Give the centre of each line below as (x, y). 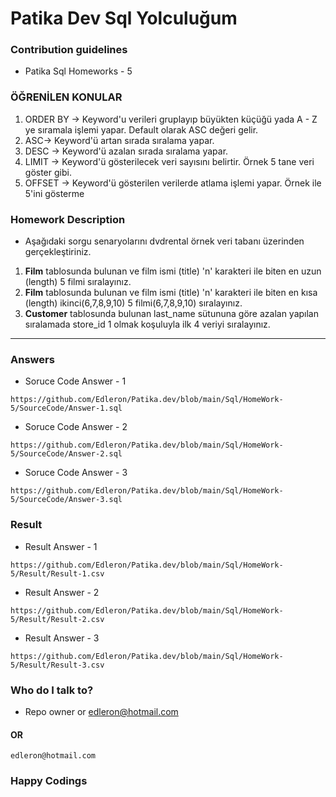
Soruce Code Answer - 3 (76, 473)
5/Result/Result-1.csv (57, 573)
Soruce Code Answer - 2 (76, 427)
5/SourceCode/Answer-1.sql (66, 408)
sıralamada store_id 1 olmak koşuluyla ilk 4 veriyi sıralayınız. (147, 324)
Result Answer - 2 (62, 592)
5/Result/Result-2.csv (57, 619)
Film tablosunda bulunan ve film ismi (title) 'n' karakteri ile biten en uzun (173, 271)
